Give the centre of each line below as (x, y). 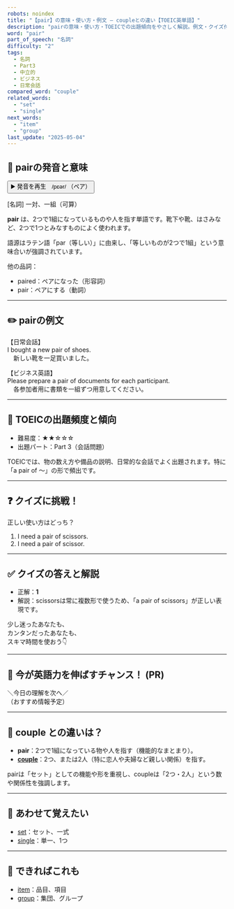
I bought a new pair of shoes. (49, 350)
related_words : (29, 99)
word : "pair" (26, 33)
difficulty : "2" (31, 46)
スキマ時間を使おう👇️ (37, 642)
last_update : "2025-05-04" (46, 137)
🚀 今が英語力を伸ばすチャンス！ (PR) (86, 674)
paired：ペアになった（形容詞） (63, 281)
